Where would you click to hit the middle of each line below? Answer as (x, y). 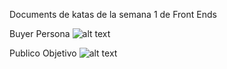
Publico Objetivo (43, 53)
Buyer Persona (40, 33)
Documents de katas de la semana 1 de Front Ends (113, 14)
